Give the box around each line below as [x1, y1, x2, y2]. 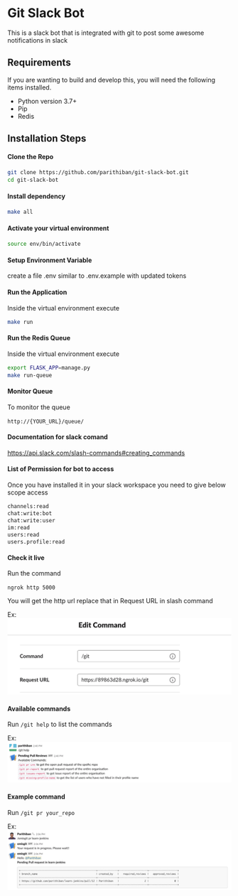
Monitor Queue [7, 387, 53, 396]
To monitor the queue [7, 403, 71, 411]
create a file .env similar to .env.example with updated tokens [7, 271, 187, 280]
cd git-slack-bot [7, 176, 59, 184]
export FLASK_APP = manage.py [7, 364, 91, 371]
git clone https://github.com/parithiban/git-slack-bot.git [7, 169, 190, 176]
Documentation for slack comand [7, 433, 108, 441]
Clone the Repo [7, 152, 54, 161]
